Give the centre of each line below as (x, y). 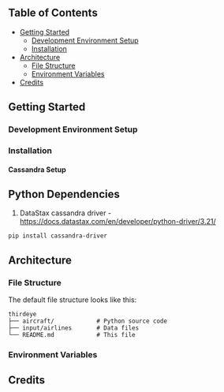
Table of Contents (53, 13)
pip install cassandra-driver (58, 236)
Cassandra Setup (37, 170)
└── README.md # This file (72, 335)
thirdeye (22, 315)
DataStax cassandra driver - (65, 213)
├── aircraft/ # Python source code (88, 321)
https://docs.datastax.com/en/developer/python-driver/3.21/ (118, 222)
